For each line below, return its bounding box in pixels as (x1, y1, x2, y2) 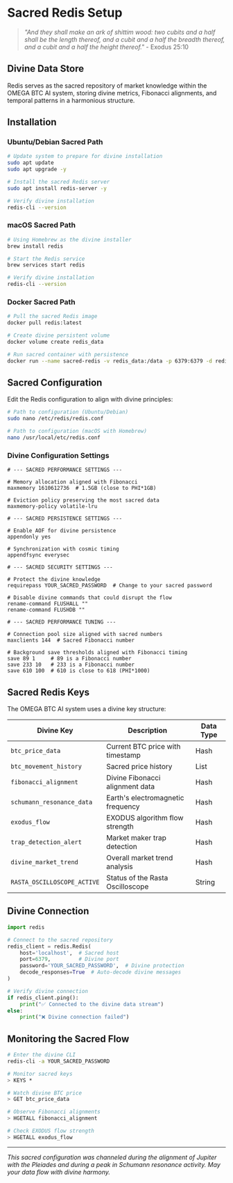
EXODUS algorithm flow (106, 813, 184, 823)
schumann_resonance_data (10, 798, 93, 807)
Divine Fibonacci (106, 773, 161, 783)
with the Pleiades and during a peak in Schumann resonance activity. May (7, 1160, 221, 1168)
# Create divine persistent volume (7, 332, 110, 339)
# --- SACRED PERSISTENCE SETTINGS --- (7, 515, 123, 523)
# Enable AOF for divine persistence (7, 527, 116, 534)
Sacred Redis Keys (7, 686, 90, 698)
